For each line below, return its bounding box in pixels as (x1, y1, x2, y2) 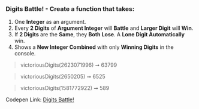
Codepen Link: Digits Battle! (5, 96, 74, 103)
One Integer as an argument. (14, 18, 86, 26)
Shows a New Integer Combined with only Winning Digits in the (14, 43, 174, 51)
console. (14, 50, 36, 57)
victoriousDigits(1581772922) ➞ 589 (20, 85, 110, 92)
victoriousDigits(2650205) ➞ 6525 (20, 73, 105, 80)
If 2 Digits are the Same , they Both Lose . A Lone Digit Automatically (14, 31, 185, 38)
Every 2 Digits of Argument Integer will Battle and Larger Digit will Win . (14, 24, 194, 32)
